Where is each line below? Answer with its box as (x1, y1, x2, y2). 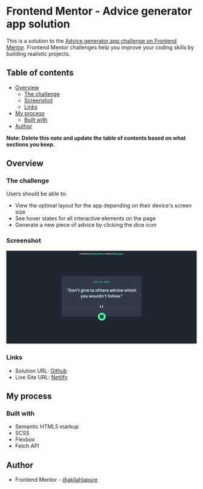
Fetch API (14, 442, 39, 450)
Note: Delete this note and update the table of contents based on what (6, 134, 186, 141)
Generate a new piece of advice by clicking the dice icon (14, 221, 157, 229)
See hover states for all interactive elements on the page (14, 215, 156, 222)
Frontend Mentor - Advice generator (6, 4, 192, 18)
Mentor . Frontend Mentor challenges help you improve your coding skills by (6, 44, 195, 51)
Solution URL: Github (14, 367, 68, 374)
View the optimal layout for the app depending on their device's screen (14, 202, 192, 209)
